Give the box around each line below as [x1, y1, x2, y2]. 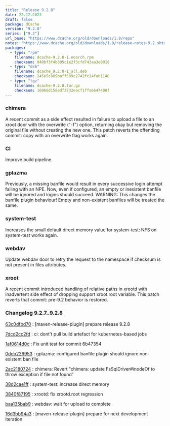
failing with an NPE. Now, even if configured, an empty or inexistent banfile [5, 186, 161, 192]
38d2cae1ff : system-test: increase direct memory [5, 381, 110, 387]
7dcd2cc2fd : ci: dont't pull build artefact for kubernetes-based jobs [5, 331, 147, 337]
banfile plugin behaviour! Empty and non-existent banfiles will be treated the [5, 197, 165, 203]
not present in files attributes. [5, 261, 67, 267]
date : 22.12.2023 [5, 12, 42, 17]
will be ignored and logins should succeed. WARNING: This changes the [5, 192, 155, 198]
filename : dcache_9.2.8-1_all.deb [14, 69, 87, 74]
